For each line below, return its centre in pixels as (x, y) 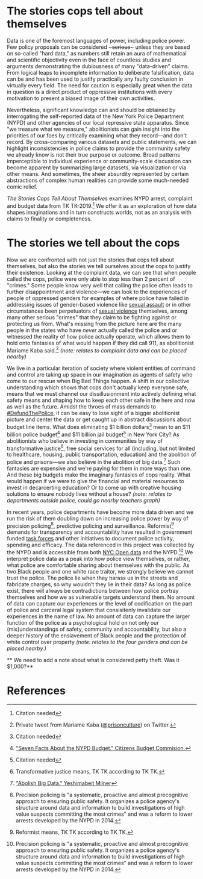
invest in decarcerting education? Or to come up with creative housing (94, 487)
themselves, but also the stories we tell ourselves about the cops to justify (99, 266)
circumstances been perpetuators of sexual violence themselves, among (97, 311)
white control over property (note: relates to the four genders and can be (98, 642)
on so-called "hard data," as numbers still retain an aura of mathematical (97, 53)
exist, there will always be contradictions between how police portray (93, 591)
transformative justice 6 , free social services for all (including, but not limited (101, 448)
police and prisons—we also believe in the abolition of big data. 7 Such (94, 461)
